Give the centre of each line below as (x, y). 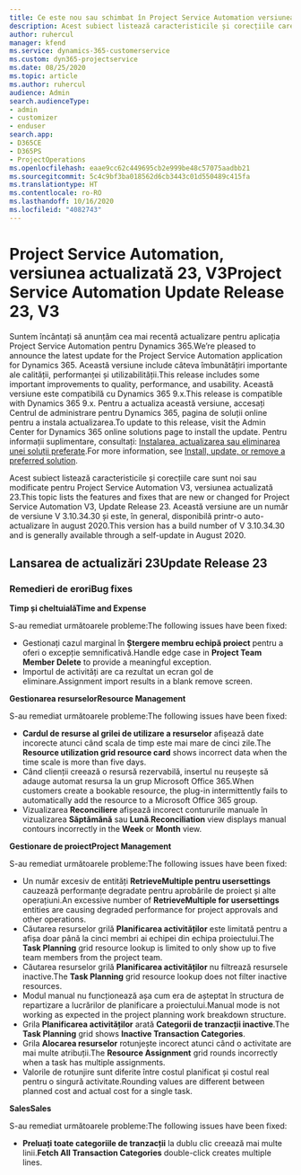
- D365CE (26, 143)
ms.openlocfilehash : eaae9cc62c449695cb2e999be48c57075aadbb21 (130, 168)
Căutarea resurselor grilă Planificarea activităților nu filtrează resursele (155, 967)
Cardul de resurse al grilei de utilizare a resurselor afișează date (143, 734)
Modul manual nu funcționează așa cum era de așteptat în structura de (153, 996)
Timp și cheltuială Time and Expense (78, 608)
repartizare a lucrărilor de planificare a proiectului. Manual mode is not (151, 1005)
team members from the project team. (92, 958)
